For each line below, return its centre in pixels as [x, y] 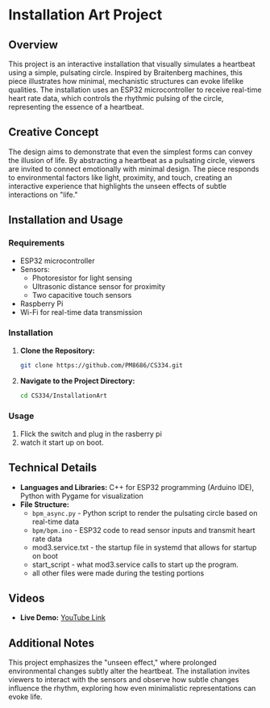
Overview [33, 45]
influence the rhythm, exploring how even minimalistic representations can [132, 689]
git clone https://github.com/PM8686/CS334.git [101, 365]
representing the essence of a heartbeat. [77, 107]
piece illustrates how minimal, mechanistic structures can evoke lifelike [126, 81]
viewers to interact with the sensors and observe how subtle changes [124, 680]
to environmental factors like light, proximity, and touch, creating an [120, 177]
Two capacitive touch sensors [82, 295]
